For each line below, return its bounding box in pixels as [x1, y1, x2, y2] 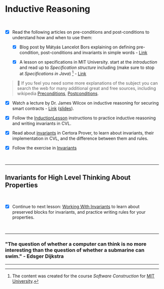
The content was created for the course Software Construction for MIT [12, 273, 155, 279]
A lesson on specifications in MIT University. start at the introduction [19, 59, 158, 65]
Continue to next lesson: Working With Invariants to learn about [12, 203, 140, 209]
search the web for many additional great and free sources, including [17, 85, 156, 91]
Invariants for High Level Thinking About [5, 174, 131, 182]
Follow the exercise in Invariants [12, 145, 77, 151]
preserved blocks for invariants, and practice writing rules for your [12, 209, 146, 215]
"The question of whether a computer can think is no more [5, 241, 147, 247]
